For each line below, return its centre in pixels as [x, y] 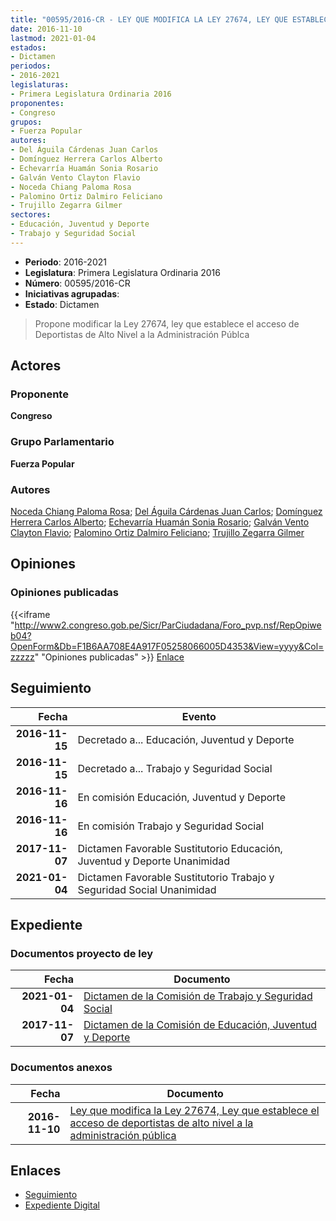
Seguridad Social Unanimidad [147, 889]
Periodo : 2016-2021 [65, 262]
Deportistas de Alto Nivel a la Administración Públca [142, 334]
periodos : [31, 66]
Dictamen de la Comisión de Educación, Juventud [200, 1025]
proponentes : [37, 103]
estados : [28, 47]
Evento [199, 716]
